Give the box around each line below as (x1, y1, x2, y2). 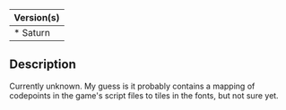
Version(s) (13, 12, 60, 23)
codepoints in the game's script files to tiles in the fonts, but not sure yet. (9, 89, 280, 101)
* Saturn (13, 27, 51, 38)
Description (9, 57, 76, 72)
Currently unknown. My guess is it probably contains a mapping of (9, 80, 256, 91)
